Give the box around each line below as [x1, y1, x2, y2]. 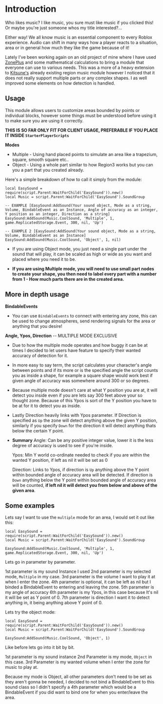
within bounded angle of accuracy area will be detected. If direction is [12, 472, 153, 477]
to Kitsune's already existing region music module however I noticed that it [5, 69, 155, 75]
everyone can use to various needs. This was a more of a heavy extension [5, 65, 155, 70]
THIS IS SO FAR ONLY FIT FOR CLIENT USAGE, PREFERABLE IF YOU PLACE [5, 127, 158, 133]
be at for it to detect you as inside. [12, 403, 81, 409]
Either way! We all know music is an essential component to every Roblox [5, 34, 153, 40]
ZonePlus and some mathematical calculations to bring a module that [5, 59, 144, 65]
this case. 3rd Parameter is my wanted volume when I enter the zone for [5, 659, 150, 665]
